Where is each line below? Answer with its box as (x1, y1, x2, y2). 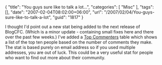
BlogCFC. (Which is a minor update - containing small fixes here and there (5, 29, 154, 34)
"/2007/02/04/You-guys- (104, 9, 155, 15)
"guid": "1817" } (53, 15, 84, 20)
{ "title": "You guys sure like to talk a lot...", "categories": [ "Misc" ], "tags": (5, 4, 154, 10)
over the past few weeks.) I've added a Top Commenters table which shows (5, 34, 157, 40)
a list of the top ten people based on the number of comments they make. (5, 39, 153, 45)
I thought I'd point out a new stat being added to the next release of (5, 24, 140, 30)
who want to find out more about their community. (5, 55, 106, 60)
